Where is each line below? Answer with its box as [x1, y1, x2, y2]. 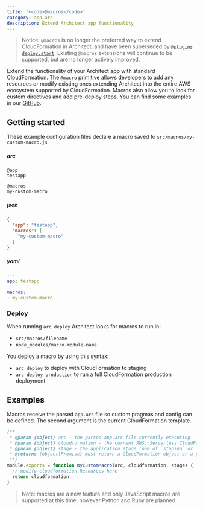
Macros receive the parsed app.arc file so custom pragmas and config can [7, 410, 192, 418]
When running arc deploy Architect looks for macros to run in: [7, 323, 161, 330]
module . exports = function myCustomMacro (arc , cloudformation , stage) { [7, 462, 193, 468]
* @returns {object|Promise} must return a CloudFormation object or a [9, 451, 193, 457]
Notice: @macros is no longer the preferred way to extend [21, 37, 162, 44]
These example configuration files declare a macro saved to [7, 133, 156, 141]
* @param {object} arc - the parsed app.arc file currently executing [9, 434, 190, 441]
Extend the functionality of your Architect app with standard [7, 68, 155, 75]
